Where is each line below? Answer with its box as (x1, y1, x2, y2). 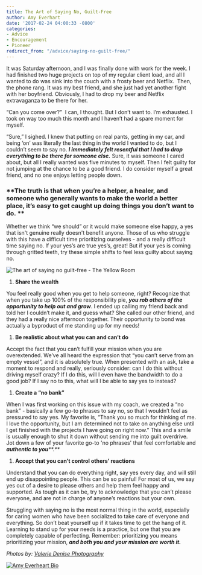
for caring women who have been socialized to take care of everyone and (6, 513, 189, 520)
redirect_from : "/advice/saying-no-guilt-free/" (6, 48, 131, 54)
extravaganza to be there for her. (6, 97, 89, 104)
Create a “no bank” (14, 389, 65, 396)
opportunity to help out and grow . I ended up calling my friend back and (6, 303, 188, 310)
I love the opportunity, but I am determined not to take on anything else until (6, 420, 195, 427)
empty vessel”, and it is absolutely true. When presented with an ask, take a (6, 358, 194, 366)
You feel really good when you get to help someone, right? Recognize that (6, 290, 190, 297)
